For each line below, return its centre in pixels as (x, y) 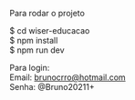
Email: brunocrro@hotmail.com (67, 77)
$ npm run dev (37, 50)
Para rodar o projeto (47, 13)
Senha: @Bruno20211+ (52, 87)
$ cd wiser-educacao (50, 30)
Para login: (30, 68)
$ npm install (34, 40)
